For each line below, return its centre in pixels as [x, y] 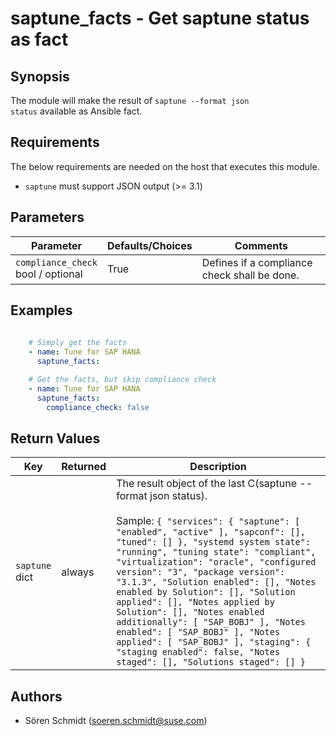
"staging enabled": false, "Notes [198, 652]
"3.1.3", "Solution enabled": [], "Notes [216, 582]
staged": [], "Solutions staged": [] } [211, 662]
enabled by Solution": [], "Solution [206, 592]
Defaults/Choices [149, 245]
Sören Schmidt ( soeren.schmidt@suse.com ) [116, 721]
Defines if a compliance [257, 262]
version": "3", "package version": [201, 572]
